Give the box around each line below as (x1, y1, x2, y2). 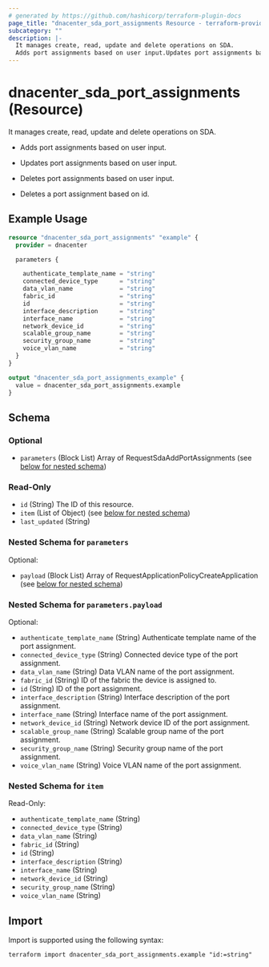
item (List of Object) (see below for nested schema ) (19, 508, 191, 518)
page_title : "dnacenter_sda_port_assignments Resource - (8, 19, 203, 27)
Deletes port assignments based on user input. (19, 173, 175, 183)
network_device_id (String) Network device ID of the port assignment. (19, 718, 251, 727)
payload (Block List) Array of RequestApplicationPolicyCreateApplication (19, 570, 259, 580)
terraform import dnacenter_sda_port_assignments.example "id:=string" (8, 951, 252, 959)
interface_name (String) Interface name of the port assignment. (19, 709, 228, 719)
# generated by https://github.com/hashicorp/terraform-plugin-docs (8, 11, 242, 20)
